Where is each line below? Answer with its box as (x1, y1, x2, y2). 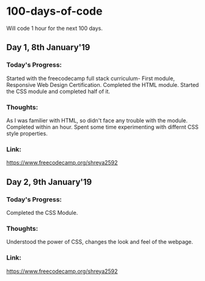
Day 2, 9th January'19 (6, 176, 92, 187)
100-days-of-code (6, 4, 103, 18)
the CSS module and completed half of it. (6, 88, 110, 95)
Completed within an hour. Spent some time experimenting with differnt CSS (6, 123, 199, 130)
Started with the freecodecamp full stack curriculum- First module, (6, 75, 175, 82)
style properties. (6, 130, 48, 137)
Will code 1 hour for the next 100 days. (6, 24, 103, 32)
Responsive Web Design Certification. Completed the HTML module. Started (6, 81, 199, 88)
